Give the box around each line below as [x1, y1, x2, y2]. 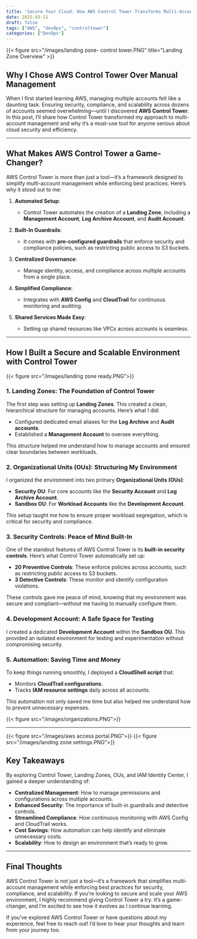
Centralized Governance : [14, 256, 77, 263]
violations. [14, 582, 40, 589]
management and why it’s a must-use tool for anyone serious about [27, 120, 190, 127]
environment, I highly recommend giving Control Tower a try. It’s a [6, 896, 165, 903]
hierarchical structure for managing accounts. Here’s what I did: [6, 407, 160, 414]
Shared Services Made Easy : [14, 313, 86, 321]
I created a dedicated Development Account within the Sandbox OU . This [6, 628, 186, 635]
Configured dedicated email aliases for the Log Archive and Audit [14, 418, 175, 425]
